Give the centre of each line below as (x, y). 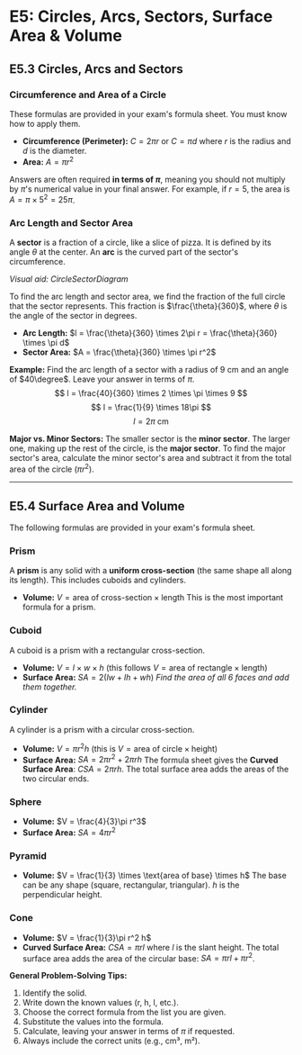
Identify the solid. (54, 993)
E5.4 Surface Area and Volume (98, 506)
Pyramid (28, 856)
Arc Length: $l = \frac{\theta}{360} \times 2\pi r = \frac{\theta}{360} (150, 333)
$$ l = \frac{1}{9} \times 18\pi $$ (151, 408)
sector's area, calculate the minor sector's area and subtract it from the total (151, 458)
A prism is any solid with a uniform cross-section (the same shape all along (151, 571)
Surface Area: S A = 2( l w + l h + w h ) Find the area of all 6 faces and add (155, 677)
